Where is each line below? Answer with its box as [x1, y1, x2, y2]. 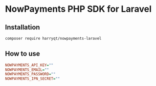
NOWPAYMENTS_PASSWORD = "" [5, 72, 56, 77]
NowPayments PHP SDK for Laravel [5, 3, 152, 15]
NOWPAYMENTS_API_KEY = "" [5, 62, 54, 67]
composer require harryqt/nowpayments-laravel [5, 36, 102, 41]
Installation [5, 23, 40, 31]
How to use [5, 50, 40, 58]
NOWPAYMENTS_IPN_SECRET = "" [5, 76, 60, 82]
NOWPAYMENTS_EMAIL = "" [5, 67, 49, 72]
